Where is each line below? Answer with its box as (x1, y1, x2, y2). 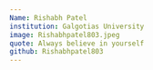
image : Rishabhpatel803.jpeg (9, 30, 120, 39)
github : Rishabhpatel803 (9, 47, 104, 56)
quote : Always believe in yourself (9, 38, 145, 48)
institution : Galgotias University (9, 22, 145, 31)
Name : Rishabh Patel (9, 13, 88, 23)
